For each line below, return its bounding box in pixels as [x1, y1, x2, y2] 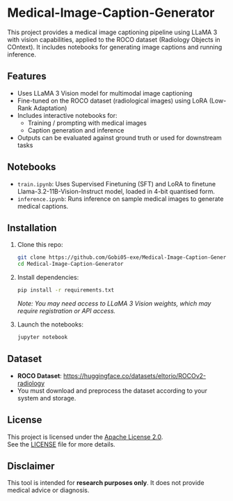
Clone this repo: [17, 241, 63, 249]
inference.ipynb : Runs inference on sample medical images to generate [17, 194, 224, 203]
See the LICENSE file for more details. [7, 440, 116, 448]
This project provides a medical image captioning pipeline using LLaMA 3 [7, 28, 218, 36]
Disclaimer [7, 460, 55, 472]
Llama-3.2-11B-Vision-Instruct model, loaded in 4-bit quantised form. [17, 187, 216, 195]
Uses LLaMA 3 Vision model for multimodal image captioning [17, 89, 193, 97]
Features [7, 70, 47, 82]
